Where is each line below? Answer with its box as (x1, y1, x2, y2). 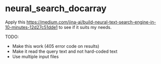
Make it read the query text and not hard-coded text (12, 48, 118, 54)
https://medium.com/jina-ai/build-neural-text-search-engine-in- (26, 19, 156, 25)
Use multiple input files (12, 53, 59, 59)
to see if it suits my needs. (58, 24, 112, 30)
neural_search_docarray (5, 3, 107, 14)
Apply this (5, 19, 26, 25)
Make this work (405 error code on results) (12, 43, 100, 49)
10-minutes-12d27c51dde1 (5, 24, 58, 30)
